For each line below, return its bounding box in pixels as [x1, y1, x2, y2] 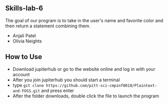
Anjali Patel [12, 32, 36, 38]
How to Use [5, 53, 43, 61]
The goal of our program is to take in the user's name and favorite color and [5, 17, 163, 23]
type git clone [12, 82, 44, 88]
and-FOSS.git [12, 88, 40, 93]
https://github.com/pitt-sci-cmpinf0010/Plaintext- [46, 83, 157, 88]
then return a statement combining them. [5, 23, 91, 29]
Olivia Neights [12, 38, 42, 44]
